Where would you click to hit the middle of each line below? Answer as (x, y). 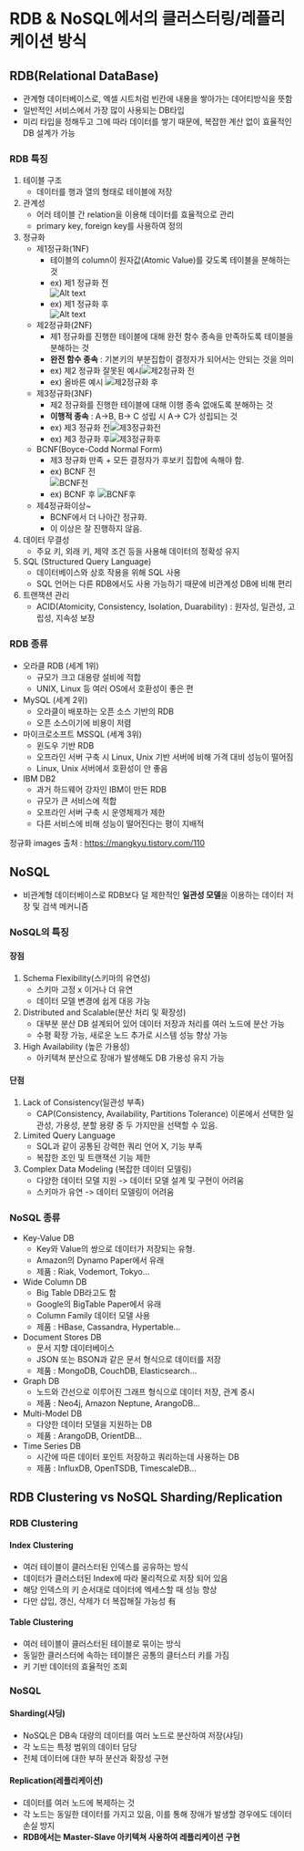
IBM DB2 (39, 778)
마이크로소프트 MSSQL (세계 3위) (82, 734)
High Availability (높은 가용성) (76, 1046)
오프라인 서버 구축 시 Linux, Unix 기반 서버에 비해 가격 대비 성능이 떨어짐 (165, 757)
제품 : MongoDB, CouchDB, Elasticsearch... (117, 1371)
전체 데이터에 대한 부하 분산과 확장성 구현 (96, 1758)
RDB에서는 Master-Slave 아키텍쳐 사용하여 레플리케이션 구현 (132, 1837)
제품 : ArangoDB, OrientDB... (89, 1436)
